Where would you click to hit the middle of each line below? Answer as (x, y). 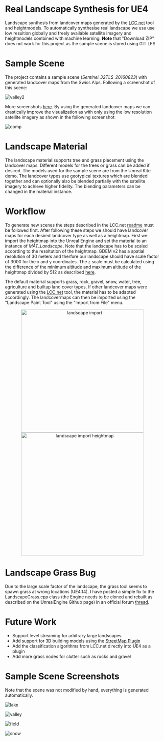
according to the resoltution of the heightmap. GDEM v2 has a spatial (75, 251)
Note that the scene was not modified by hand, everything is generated (77, 690)
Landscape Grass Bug (51, 572)
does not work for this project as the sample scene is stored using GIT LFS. (81, 43)
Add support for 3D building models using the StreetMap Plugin (76, 641)
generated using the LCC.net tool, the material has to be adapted (70, 292)
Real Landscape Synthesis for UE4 (77, 9)
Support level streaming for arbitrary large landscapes (67, 635)
